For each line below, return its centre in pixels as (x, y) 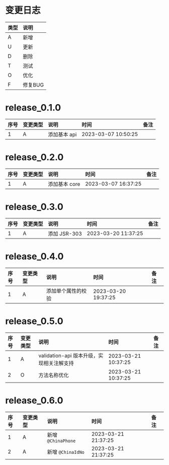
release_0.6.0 (34, 400)
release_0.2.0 (34, 157)
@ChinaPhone (61, 441)
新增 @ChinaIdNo (66, 452)
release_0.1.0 (33, 108)
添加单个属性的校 (66, 291)
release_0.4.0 (34, 256)
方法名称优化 (54, 375)
